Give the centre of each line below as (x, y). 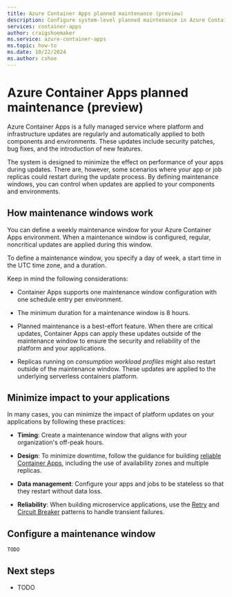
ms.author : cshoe (32, 59)
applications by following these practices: (66, 421)
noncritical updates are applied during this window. (80, 244)
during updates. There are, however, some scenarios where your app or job (115, 169)
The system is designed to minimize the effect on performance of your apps (115, 162)
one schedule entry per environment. (70, 299)
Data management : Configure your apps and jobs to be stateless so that (120, 484)
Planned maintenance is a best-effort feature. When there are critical (115, 326)
